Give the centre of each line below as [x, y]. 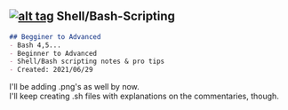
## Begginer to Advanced [55, 36]
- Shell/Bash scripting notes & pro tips [87, 62]
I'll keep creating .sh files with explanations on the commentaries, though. [144, 96]
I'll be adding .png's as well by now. [74, 87]
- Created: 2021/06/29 [51, 70]
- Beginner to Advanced [53, 53]
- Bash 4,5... [36, 45]
